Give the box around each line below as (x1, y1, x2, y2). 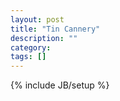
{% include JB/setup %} (10, 79, 110, 91)
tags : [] (10, 52, 47, 62)
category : (10, 42, 52, 53)
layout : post (10, 14, 65, 25)
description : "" (10, 33, 78, 43)
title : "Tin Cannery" (10, 24, 101, 34)
